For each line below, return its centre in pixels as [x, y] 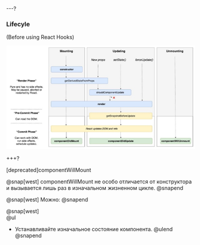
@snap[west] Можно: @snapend [47, 199]
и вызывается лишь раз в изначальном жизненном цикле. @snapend [95, 188]
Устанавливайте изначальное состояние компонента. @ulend [94, 229]
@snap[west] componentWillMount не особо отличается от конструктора [99, 182]
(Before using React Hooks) [40, 37]
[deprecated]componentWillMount [49, 170]
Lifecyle [18, 24]
